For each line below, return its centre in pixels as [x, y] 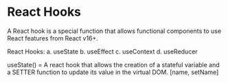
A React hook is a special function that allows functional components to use [114, 31]
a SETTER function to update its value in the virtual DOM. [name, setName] [113, 72]
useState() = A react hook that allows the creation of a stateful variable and [113, 64]
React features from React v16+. [53, 38]
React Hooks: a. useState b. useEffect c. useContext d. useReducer [102, 51]
